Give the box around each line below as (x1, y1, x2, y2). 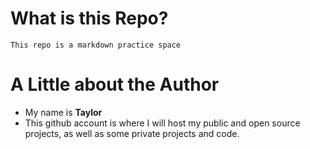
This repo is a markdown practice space (10, 40, 182, 50)
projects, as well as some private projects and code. (24, 127, 240, 139)
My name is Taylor (24, 106, 103, 118)
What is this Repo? (10, 7, 169, 30)
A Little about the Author (10, 73, 220, 96)
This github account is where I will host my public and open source (24, 117, 301, 129)
